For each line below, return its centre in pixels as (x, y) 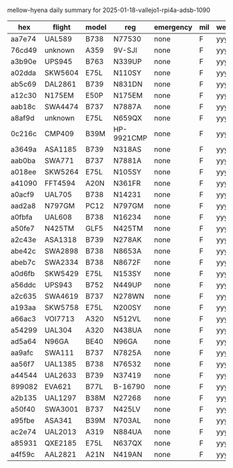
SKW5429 (62, 274)
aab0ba (23, 161)
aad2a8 (23, 206)
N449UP (128, 285)
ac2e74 (24, 432)
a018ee (24, 172)
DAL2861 (60, 84)
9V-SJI (125, 50)
